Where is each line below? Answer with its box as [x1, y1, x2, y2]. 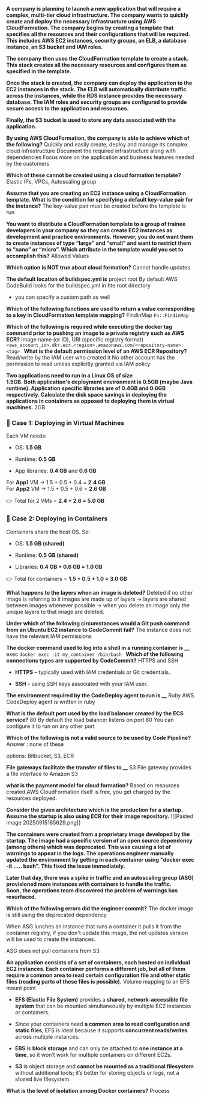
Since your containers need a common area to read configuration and [14, 1020, 190, 1027]
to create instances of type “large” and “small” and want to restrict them [6, 239, 191, 247]
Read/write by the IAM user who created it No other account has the [6, 354, 175, 361]
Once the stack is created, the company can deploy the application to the [6, 79, 193, 86]
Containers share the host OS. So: [6, 528, 91, 535]
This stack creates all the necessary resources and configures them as [6, 61, 187, 68]
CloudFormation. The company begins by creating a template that [6, 24, 174, 31]
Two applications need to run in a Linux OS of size [6, 372, 133, 379]
